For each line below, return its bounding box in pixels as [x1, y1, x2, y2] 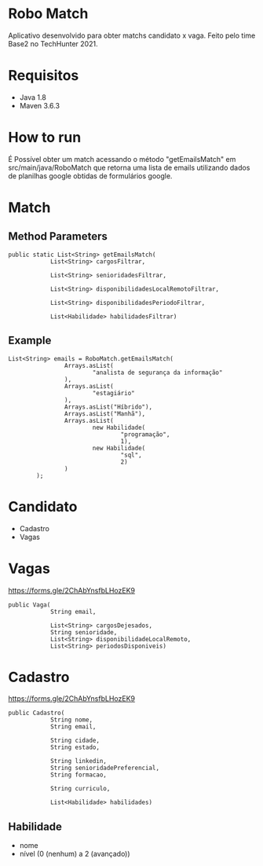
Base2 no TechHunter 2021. [8, 39, 98, 48]
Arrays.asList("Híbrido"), [64, 402, 153, 411]
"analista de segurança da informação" [92, 369, 223, 376]
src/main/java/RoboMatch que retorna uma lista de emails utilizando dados [8, 163, 250, 172]
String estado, [49, 743, 100, 751]
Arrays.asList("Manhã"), [64, 409, 146, 417]
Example [8, 334, 52, 347]
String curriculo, [49, 785, 111, 793]
